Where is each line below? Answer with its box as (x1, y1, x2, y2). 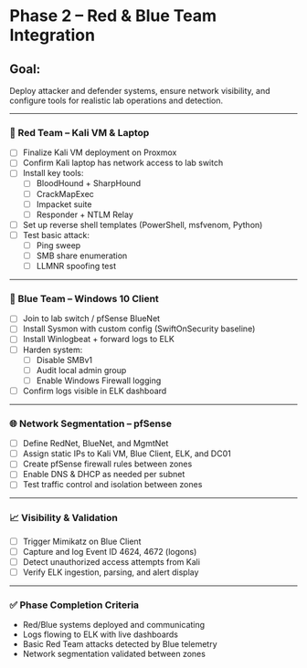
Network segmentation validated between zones (22, 649, 206, 660)
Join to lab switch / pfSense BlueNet (22, 313, 161, 324)
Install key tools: (22, 168, 84, 179)
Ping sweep (36, 239, 81, 251)
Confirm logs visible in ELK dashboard (22, 385, 167, 396)
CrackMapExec (36, 188, 94, 199)
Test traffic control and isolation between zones (22, 479, 203, 490)
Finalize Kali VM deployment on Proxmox (22, 147, 177, 158)
